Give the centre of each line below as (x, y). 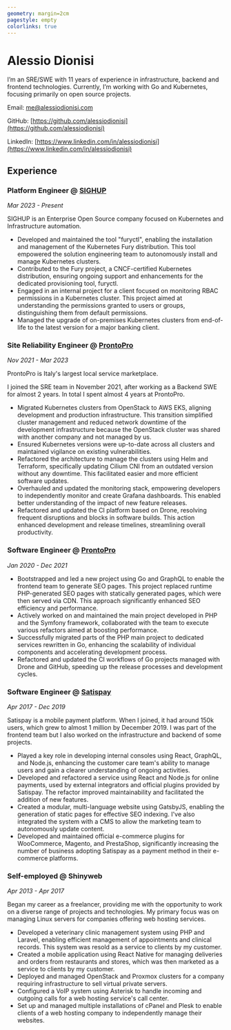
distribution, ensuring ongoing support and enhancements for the (110, 276)
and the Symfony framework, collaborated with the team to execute (113, 622)
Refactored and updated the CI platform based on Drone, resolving (112, 511)
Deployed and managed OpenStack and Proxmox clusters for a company (121, 976)
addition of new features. (53, 799)
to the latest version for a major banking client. (93, 327)
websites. (31, 1020)
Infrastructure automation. (44, 226)
